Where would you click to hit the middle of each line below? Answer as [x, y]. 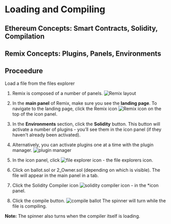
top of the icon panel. [35, 114]
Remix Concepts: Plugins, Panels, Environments [83, 53]
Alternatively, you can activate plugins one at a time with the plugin [83, 145]
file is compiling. [29, 206]
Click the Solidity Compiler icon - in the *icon [85, 185]
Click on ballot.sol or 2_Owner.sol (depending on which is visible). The [86, 170]
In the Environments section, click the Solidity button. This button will [86, 124]
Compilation [25, 36]
